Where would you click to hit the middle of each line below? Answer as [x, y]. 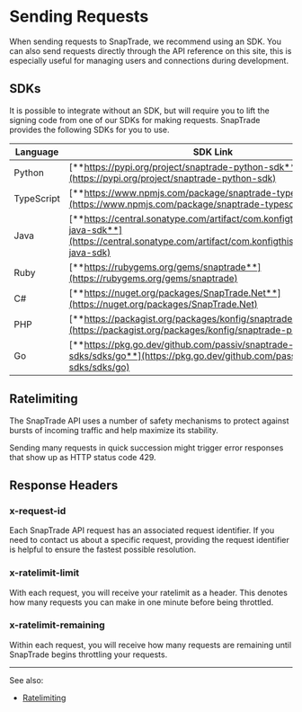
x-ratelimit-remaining [57, 625]
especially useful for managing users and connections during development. [149, 60]
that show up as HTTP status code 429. [83, 457]
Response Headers [64, 485]
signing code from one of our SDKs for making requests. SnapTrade [135, 120]
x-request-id [38, 511]
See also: [27, 680]
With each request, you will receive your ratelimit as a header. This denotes [148, 592]
